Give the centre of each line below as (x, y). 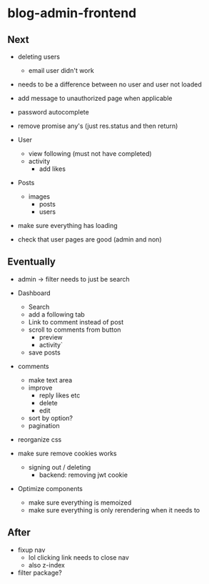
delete (49, 402)
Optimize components (50, 488)
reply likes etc (60, 395)
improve (40, 387)
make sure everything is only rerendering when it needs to (114, 510)
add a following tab (57, 314)
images (39, 197)
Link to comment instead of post (76, 322)
